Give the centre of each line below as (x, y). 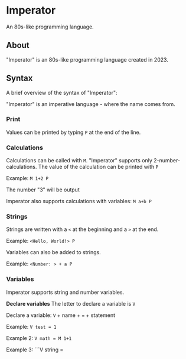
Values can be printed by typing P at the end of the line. (74, 132)
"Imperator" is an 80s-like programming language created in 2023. (87, 59)
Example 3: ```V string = (35, 350)
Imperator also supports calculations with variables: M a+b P (79, 201)
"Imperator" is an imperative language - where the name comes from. (91, 104)
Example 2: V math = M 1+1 (39, 338)
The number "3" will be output (43, 190)
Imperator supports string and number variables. (65, 292)
